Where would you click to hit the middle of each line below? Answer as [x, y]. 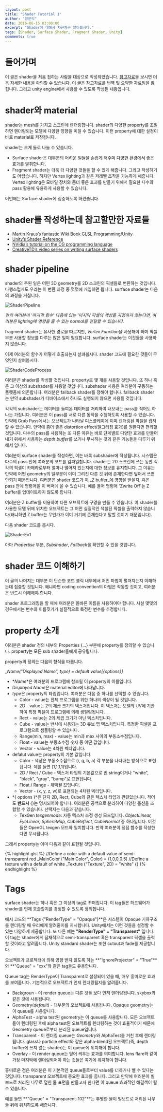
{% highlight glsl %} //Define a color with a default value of [64, 853]
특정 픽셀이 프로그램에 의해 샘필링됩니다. [67, 712]
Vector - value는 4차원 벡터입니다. [52, 748]
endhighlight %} [21, 869]
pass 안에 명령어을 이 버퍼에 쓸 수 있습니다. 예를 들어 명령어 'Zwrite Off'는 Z [77, 486]
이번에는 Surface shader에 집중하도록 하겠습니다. [52, 198]
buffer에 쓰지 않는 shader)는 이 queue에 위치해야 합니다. [66, 1048]
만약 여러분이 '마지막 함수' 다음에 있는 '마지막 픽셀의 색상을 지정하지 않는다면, [78, 315]
